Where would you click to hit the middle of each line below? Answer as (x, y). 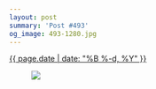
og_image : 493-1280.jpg (53, 33)
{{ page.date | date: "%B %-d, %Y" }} (78, 59)
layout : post (33, 17)
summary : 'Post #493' (49, 26)
